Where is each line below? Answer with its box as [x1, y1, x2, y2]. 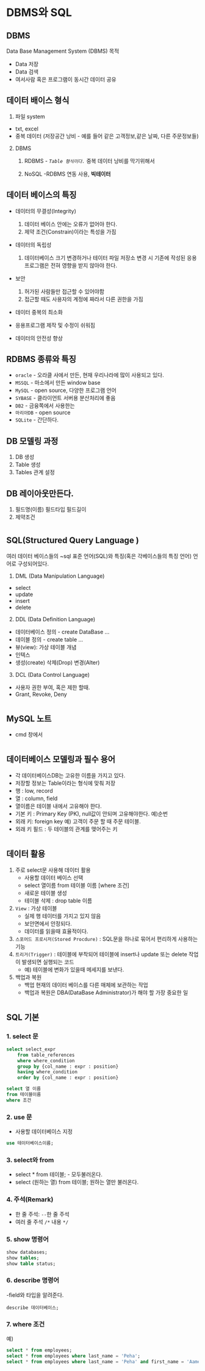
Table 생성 [15, 461, 41, 469]
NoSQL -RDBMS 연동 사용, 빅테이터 [24, 170, 111, 178]
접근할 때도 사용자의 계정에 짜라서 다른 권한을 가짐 [24, 295, 143, 303]
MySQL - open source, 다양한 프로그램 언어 [15, 387, 117, 394]
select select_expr [6, 1046, 56, 1052]
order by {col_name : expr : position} [17, 1075, 119, 1081]
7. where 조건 [6, 1320, 45, 1328]
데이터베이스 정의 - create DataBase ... [15, 628, 110, 635]
